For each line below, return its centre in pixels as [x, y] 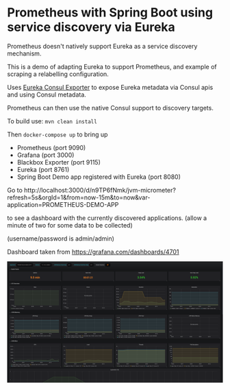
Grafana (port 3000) [46, 155]
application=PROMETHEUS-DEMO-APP [63, 204]
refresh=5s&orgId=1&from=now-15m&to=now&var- [79, 197]
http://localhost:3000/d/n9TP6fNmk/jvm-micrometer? [100, 190]
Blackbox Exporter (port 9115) [59, 162]
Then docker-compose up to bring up [57, 134]
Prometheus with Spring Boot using [110, 13]
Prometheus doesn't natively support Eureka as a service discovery [102, 46]
